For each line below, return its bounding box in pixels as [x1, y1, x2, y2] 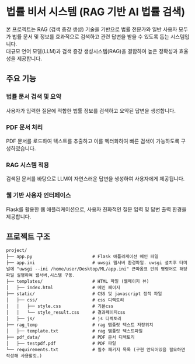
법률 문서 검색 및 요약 [6, 93, 61, 101]
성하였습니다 [6, 144, 35, 152]
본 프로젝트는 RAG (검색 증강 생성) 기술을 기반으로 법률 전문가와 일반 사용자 [6, 26, 177, 33]
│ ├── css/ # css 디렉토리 [6, 297, 124, 303]
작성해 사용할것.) [6, 353, 43, 359]
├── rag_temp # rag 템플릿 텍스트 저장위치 [6, 322, 154, 328]
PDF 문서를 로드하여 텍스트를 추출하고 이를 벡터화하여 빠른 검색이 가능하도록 [6, 137, 180, 144]
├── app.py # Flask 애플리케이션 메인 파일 [6, 254, 159, 260]
